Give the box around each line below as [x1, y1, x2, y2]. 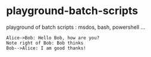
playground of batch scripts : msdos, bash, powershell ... [6, 24, 146, 31]
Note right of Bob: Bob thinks [6, 40, 84, 46]
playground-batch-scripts [6, 4, 139, 18]
